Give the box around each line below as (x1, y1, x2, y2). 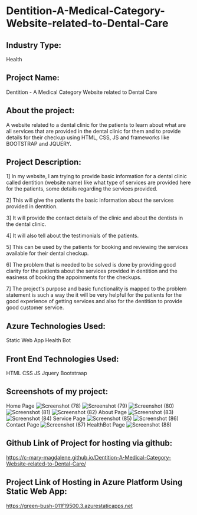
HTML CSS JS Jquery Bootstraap (6, 370, 87, 377)
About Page (98, 408, 127, 415)
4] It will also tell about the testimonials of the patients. (6, 232, 139, 240)
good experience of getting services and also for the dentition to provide (6, 298, 183, 305)
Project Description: (6, 158, 81, 168)
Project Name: (6, 73, 60, 83)
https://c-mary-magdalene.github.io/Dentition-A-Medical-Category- (6, 454, 172, 461)
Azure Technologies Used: (6, 321, 106, 331)
